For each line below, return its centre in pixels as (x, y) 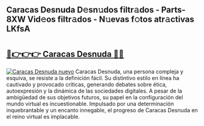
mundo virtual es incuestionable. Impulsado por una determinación (90, 104)
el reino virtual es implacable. (43, 117)
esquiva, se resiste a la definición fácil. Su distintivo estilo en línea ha (93, 78)
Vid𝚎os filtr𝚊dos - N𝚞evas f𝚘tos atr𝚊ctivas (111, 20)
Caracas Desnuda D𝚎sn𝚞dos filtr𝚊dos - (83, 10)
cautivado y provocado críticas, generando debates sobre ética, (87, 85)
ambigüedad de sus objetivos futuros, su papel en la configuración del (95, 97)
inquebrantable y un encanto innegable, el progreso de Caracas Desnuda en (102, 110)
